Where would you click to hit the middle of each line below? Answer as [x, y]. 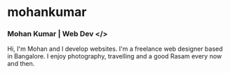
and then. [21, 64]
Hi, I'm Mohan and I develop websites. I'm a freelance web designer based [115, 49]
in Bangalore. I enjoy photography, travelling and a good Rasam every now [115, 56]
